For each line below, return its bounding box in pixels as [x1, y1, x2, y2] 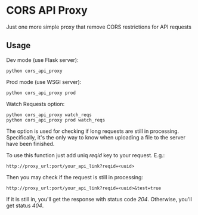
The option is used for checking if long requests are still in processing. [6, 127, 180, 135]
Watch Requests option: [6, 100, 65, 107]
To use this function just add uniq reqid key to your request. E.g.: [6, 151, 165, 158]
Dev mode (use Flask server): [6, 56, 79, 63]
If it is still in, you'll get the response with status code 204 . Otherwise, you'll [6, 195, 192, 202]
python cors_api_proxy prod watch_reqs [6, 117, 106, 123]
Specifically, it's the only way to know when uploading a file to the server [6, 133, 186, 141]
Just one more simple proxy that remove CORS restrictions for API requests [6, 23, 192, 30]
